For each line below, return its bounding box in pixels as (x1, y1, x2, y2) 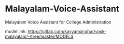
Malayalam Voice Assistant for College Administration (5, 19, 111, 25)
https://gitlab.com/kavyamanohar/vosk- (28, 28, 107, 34)
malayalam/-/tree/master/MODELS (5, 33, 74, 39)
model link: (5, 28, 27, 34)
